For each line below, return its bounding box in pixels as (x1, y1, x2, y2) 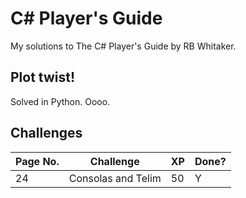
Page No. (15, 154, 60, 168)
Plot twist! (10, 69, 76, 86)
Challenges (10, 125, 83, 142)
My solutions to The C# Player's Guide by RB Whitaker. (10, 40, 237, 52)
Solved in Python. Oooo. (10, 95, 111, 107)
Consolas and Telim (68, 171, 162, 185)
